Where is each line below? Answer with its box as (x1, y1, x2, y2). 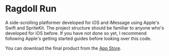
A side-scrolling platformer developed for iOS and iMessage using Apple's (5, 19, 160, 25)
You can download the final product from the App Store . (5, 45, 122, 51)
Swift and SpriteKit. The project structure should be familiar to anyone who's (5, 24, 164, 30)
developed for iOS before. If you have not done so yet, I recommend (5, 30, 147, 36)
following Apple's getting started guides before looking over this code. (5, 35, 152, 41)
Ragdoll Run (5, 3, 57, 14)
